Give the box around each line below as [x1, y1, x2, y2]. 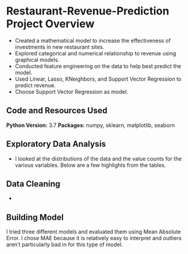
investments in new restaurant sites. [14, 43, 105, 51]
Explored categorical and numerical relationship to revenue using [14, 49, 177, 57]
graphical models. [14, 56, 60, 63]
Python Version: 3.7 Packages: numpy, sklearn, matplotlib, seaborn [6, 122, 175, 129]
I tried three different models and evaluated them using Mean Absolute [6, 228, 181, 235]
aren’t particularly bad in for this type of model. [6, 241, 123, 248]
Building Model [6, 212, 64, 222]
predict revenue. [14, 81, 56, 88]
